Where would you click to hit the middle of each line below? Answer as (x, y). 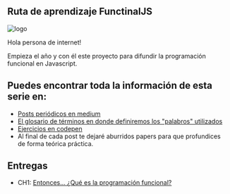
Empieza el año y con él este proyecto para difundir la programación (107, 56)
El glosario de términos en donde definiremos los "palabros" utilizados (120, 121)
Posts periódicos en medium (59, 114)
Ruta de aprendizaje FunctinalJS (80, 12)
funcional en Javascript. (42, 63)
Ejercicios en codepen (50, 128)
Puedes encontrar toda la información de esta (110, 86)
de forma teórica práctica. (55, 143)
